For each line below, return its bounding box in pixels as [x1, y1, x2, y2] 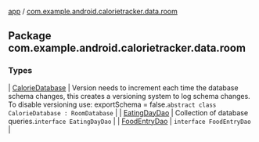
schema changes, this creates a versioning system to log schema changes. [8, 91, 250, 100]
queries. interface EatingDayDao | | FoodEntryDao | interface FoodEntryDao [8, 116, 252, 126]
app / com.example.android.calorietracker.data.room [8, 7, 178, 16]
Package [8, 29, 52, 42]
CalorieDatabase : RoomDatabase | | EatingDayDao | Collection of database [8, 107, 249, 117]
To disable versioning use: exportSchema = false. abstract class [8, 100, 217, 109]
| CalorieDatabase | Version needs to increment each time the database [8, 82, 239, 93]
